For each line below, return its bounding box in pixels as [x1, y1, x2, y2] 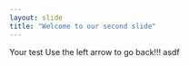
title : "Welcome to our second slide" [9, 22, 156, 31]
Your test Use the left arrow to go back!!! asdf [9, 46, 180, 57]
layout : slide [9, 13, 64, 23]
